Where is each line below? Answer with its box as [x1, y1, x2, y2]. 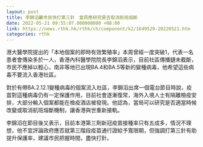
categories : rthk [6, 31, 50, 37]
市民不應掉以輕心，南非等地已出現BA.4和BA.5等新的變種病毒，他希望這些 [6, 64, 189, 71]
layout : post [6, 8, 39, 15]
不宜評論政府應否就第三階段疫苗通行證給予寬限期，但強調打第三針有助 [22, 127, 197, 134]
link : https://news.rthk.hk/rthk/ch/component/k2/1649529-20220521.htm [6, 25, 190, 32]
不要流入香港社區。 [11, 71, 59, 78]
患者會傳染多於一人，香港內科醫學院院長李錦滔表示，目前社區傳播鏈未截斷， [6, 56, 197, 63]
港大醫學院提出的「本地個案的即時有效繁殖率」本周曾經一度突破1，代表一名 [6, 49, 194, 56]
